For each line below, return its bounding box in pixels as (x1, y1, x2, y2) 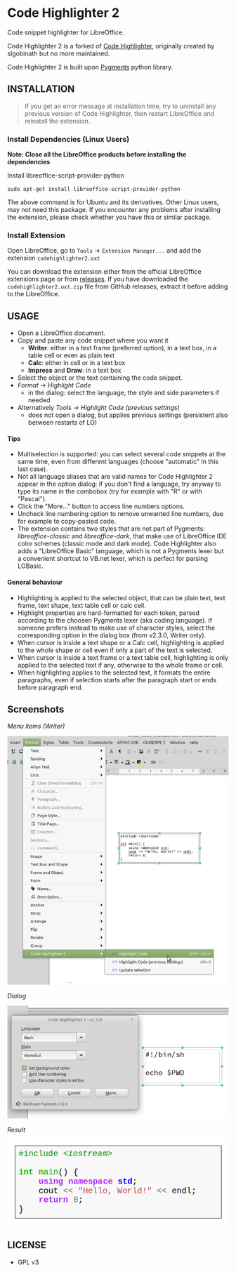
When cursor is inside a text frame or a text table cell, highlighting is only (17, 653, 229, 661)
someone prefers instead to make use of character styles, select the (17, 623, 216, 632)
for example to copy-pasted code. (17, 517, 117, 526)
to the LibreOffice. (7, 290, 60, 298)
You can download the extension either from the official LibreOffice (7, 267, 202, 276)
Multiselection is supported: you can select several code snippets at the (17, 450, 226, 458)
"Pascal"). (17, 495, 47, 503)
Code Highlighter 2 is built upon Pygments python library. (7, 62, 173, 71)
